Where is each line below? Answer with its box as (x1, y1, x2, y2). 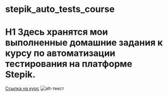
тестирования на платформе (5, 58, 132, 69)
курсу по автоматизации (5, 47, 116, 59)
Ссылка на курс (5, 85, 40, 91)
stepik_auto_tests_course (5, 3, 115, 15)
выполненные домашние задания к (5, 37, 163, 48)
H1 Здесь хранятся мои (5, 26, 108, 38)
